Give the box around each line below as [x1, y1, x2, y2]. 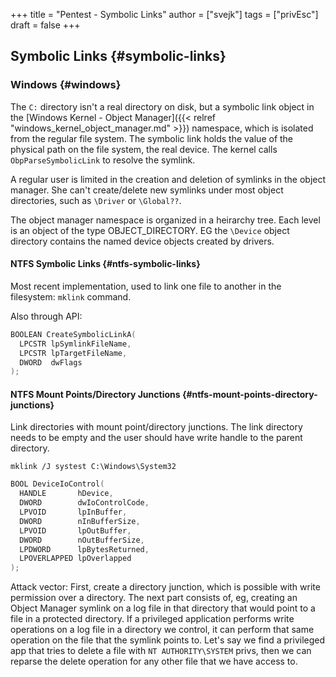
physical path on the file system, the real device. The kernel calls [10, 143, 278, 155]
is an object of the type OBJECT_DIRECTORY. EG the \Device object [10, 224, 290, 236]
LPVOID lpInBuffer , [19, 507, 128, 518]
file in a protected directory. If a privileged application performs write [10, 613, 295, 625]
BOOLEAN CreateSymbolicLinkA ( [10, 329, 137, 339]
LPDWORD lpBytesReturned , [19, 544, 150, 554]
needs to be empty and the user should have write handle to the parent [10, 432, 303, 444]
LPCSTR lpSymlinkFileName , [19, 339, 132, 349]
